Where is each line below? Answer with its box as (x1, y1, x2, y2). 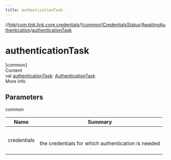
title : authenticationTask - (5, 7, 68, 13)
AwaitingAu (141, 21, 166, 28)
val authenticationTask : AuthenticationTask (5, 73, 96, 79)
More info (5, 78, 26, 84)
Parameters (5, 93, 44, 101)
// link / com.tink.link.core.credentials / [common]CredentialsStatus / (5, 21, 142, 28)
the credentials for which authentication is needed (39, 140, 160, 147)
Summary (88, 119, 112, 126)
